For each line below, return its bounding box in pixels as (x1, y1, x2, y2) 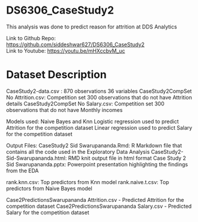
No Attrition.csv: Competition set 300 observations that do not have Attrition (6, 94, 193, 101)
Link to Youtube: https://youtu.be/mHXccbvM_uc (6, 47, 126, 54)
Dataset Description (6, 68, 107, 82)
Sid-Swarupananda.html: (6, 155, 67, 162)
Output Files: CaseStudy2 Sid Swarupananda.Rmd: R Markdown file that (6, 141, 183, 149)
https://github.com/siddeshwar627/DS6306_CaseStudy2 (6, 41, 145, 48)
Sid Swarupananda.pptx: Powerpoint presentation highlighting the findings (6, 160, 189, 168)
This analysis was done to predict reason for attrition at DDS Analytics (6, 23, 177, 30)
